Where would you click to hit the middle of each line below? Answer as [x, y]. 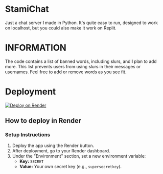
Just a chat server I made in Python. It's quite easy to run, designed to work [81, 23]
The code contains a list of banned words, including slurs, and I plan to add [81, 61]
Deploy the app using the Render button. [53, 145]
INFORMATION [36, 48]
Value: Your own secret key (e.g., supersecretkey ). [70, 166]
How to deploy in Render [43, 121]
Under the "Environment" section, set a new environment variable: [79, 156]
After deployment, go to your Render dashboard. [61, 150]
